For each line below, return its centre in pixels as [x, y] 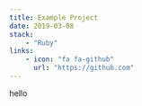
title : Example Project [54, 18]
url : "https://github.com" [84, 68]
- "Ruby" [42, 43]
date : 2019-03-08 [42, 26]
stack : [22, 34]
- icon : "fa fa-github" [70, 59]
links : [22, 51]
